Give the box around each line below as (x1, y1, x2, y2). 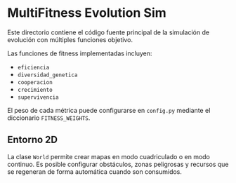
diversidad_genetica (17, 72, 78, 79)
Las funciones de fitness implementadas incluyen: (7, 49, 152, 57)
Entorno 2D (7, 134, 58, 146)
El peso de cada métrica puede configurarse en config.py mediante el (7, 106, 211, 114)
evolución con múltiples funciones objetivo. (7, 35, 133, 43)
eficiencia (17, 64, 50, 71)
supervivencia (17, 93, 59, 101)
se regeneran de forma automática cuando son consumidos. (7, 167, 183, 176)
